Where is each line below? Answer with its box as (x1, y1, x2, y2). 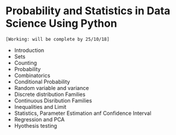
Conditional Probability (14, 78, 70, 85)
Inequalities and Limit (14, 103, 67, 110)
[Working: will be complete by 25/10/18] (5, 36, 110, 42)
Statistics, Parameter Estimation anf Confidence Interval (14, 110, 152, 117)
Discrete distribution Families (14, 91, 86, 98)
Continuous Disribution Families (14, 97, 93, 104)
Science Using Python (5, 17, 117, 30)
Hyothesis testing (14, 122, 58, 129)
